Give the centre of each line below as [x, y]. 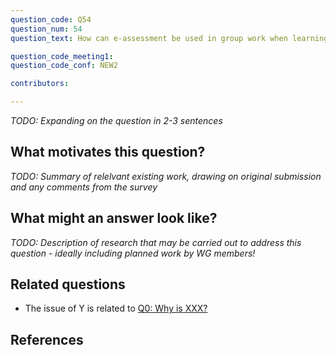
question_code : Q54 [51, 19]
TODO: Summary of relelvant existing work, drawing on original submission [166, 176]
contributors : [40, 84]
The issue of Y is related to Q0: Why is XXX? [116, 308]
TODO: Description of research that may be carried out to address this [156, 242]
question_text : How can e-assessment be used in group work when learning [169, 38]
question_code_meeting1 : [62, 56]
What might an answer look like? [114, 218]
